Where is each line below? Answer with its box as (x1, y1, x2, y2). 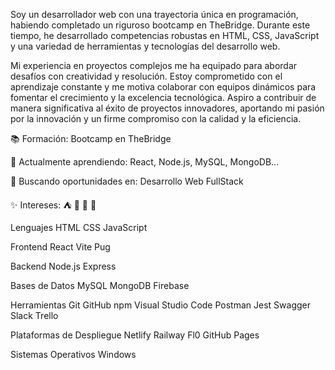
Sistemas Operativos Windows (10, 349, 137, 360)
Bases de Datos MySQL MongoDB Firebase (10, 280, 190, 291)
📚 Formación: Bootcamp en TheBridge (10, 133, 172, 144)
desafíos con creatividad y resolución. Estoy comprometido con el (10, 70, 283, 82)
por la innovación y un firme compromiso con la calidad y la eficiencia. (10, 113, 302, 124)
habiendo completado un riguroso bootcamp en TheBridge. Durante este (10, 19, 311, 31)
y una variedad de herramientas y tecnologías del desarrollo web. (10, 40, 281, 52)
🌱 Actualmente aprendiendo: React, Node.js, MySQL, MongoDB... (10, 156, 280, 168)
